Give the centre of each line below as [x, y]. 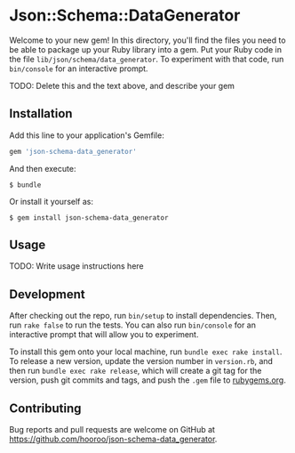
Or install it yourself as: [51, 201]
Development [48, 294]
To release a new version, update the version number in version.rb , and [141, 361]
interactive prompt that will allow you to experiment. [104, 335]
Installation [41, 113]
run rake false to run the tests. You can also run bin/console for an [132, 325]
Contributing [45, 408]
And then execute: [43, 168]
